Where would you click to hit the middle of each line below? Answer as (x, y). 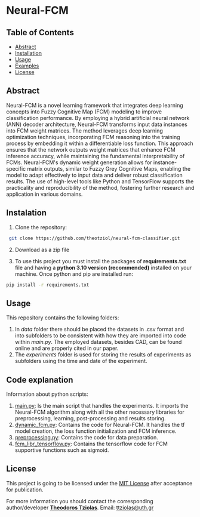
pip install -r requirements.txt (48, 285)
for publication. (25, 490)
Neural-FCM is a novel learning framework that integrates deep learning (95, 105)
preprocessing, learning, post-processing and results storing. (90, 418)
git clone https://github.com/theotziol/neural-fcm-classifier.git (94, 238)
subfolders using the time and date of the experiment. (81, 361)
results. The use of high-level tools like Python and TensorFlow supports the (100, 181)
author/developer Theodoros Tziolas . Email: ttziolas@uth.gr (80, 507)
